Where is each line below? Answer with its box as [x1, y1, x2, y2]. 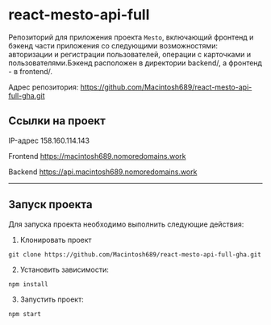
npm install [8, 280, 48, 288]
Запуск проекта [8, 198, 93, 211]
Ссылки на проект [8, 115, 106, 128]
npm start [8, 310, 42, 318]
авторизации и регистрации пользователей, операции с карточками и [8, 49, 252, 59]
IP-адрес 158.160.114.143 [8, 135, 90, 145]
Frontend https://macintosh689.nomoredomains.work [8, 151, 186, 160]
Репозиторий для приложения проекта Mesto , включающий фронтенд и [8, 32, 254, 42]
